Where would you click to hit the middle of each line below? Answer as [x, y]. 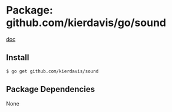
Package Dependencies [51, 89]
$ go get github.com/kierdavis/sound [52, 71]
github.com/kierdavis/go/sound [86, 23]
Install [18, 57]
